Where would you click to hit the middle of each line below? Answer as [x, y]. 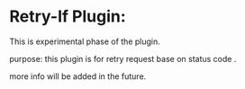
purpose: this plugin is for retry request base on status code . [123, 58]
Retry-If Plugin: [68, 17]
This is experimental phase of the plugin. [85, 41]
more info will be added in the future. [78, 76]
